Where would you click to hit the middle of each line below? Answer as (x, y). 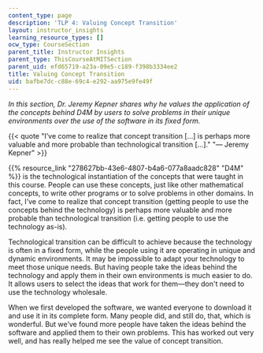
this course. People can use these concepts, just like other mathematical (126, 184)
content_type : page (40, 15)
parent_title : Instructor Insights (67, 52)
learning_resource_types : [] (56, 37)
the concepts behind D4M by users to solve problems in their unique (119, 112)
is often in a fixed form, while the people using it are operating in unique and (132, 250)
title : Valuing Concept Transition (67, 74)
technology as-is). (38, 226)
